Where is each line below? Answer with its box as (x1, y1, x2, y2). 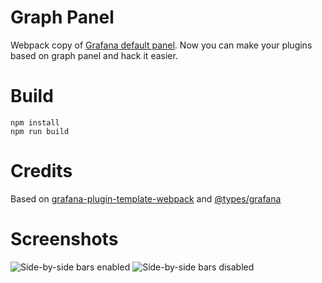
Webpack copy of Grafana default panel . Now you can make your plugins (10, 39, 313, 51)
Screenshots (10, 228, 119, 250)
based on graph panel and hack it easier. (10, 49, 178, 61)
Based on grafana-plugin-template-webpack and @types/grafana (10, 192, 282, 205)
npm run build (10, 126, 70, 136)
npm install (10, 117, 60, 128)
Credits (10, 160, 73, 183)
